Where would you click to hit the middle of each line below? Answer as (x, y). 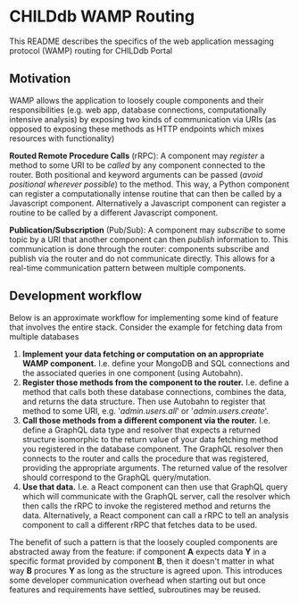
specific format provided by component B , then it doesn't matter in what (142, 561)
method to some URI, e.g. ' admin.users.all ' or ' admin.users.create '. (145, 411)
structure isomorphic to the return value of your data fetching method (150, 439)
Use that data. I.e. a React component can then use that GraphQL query (155, 487)
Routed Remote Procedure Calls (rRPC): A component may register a (137, 155)
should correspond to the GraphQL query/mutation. (116, 477)
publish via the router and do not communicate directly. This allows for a (142, 258)
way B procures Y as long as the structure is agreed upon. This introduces (146, 570)
